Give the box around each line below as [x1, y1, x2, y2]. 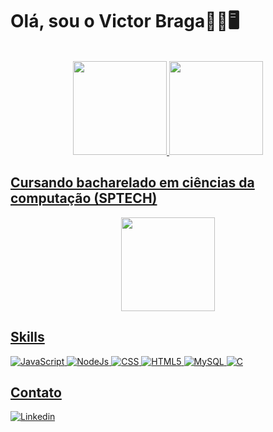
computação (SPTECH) [10, 190, 158, 207]
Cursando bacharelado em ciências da [10, 174, 255, 192]
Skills [10, 329, 45, 346]
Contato [10, 384, 62, 401]
